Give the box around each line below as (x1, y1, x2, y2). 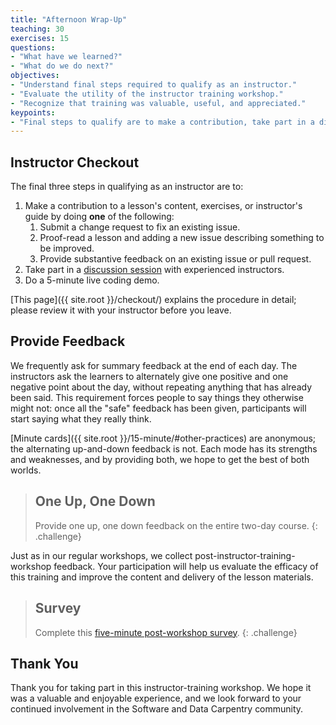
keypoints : (10, 107, 56, 118)
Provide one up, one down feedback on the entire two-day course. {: (34, 519, 318, 531)
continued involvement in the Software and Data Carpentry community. (10, 703, 304, 715)
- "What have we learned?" (10, 52, 123, 62)
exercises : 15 (10, 33, 70, 43)
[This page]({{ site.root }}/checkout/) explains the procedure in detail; (10, 294, 297, 306)
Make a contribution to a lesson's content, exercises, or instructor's (24, 200, 303, 212)
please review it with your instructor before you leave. (10, 304, 232, 316)
